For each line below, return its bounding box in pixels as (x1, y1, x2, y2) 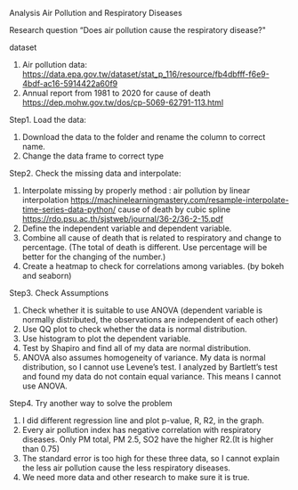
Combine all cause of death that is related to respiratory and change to (21, 233, 282, 243)
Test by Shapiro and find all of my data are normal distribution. (21, 343, 252, 353)
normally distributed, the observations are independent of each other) (21, 314, 278, 324)
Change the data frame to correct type (21, 151, 165, 161)
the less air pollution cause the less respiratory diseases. (21, 462, 231, 473)
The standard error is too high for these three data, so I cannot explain (21, 453, 280, 463)
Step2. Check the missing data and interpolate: (9, 168, 181, 178)
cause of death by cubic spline (117, 204, 231, 215)
